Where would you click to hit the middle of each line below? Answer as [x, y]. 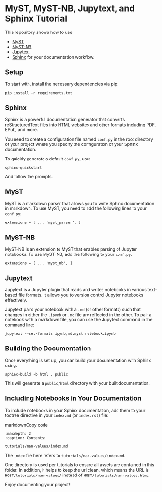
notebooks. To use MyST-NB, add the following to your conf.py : [68, 254]
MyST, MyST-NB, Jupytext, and [70, 8]
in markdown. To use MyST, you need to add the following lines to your [76, 208]
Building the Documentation [48, 349]
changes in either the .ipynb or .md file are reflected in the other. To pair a [78, 315]
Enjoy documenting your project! [37, 484]
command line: [20, 325]
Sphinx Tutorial [36, 19]
